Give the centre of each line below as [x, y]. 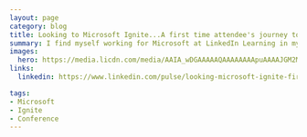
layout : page [34, 18]
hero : [28, 60]
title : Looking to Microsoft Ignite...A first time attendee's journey [148, 34]
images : [24, 52]
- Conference [34, 119]
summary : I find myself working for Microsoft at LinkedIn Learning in [148, 43]
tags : [20, 93]
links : [22, 69]
